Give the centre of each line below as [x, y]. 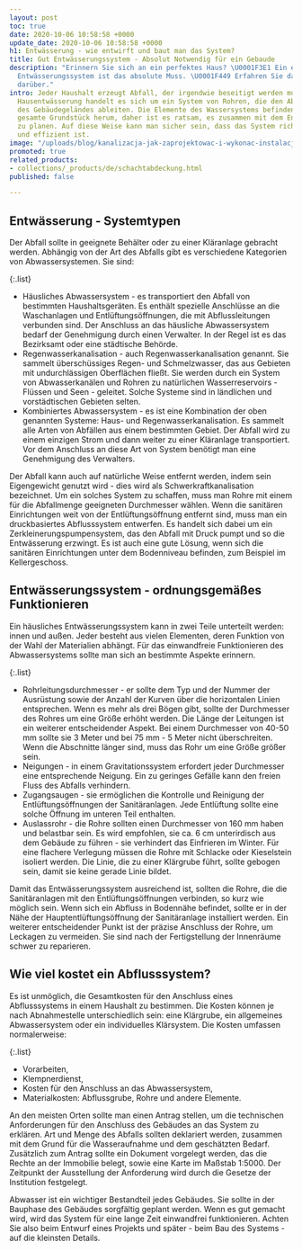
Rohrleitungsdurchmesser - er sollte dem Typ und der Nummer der [146, 690]
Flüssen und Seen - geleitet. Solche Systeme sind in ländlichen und [147, 392]
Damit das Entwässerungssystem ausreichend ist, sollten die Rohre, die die [148, 888]
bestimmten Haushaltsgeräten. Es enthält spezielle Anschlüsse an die [151, 306]
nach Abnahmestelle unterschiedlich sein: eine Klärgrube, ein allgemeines [146, 1015]
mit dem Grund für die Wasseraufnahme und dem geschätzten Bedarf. [139, 1144]
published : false [42, 176]
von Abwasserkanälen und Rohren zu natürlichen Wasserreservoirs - [150, 382]
